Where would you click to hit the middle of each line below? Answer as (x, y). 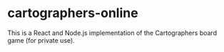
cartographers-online (73, 13)
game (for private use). (41, 40)
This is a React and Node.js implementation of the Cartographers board (112, 33)
